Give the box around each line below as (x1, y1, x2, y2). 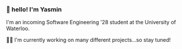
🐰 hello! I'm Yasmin (6, 5, 62, 14)
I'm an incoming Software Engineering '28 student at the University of (6, 19, 176, 26)
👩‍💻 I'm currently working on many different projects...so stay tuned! (6, 37, 171, 44)
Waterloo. (6, 25, 30, 32)
